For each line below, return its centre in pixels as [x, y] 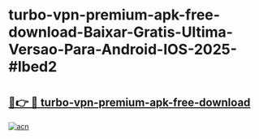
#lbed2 [33, 67]
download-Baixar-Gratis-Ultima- [121, 32]
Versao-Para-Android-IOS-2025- [123, 50]
